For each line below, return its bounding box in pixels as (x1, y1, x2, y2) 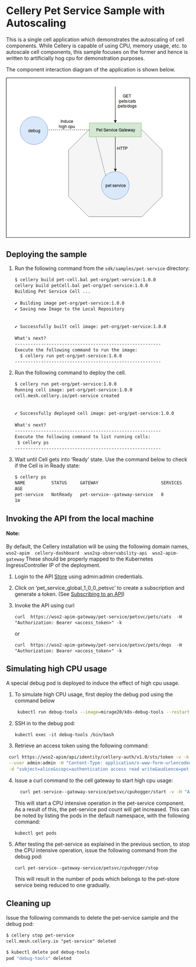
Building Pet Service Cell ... (14, 289, 91, 295)
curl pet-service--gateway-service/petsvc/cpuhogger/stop (14, 865, 159, 871)
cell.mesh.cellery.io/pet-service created (14, 393, 120, 399)
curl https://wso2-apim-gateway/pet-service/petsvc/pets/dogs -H (14, 642, 182, 648)
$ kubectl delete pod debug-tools (6, 949, 90, 955)
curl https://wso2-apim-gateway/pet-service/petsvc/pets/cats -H (14, 614, 182, 620)
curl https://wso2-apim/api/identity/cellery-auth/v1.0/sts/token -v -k (8, 754, 190, 760)
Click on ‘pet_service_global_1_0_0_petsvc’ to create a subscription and (14, 584, 185, 591)
